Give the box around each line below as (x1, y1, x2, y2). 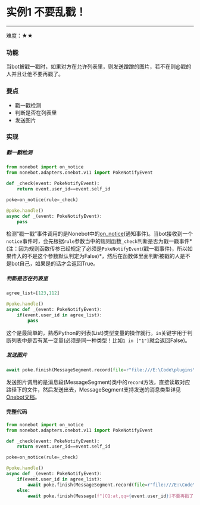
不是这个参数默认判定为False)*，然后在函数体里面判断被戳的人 (26, 252, 180, 260)
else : (17, 487, 31, 493)
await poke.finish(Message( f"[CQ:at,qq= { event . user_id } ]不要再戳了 (27, 493, 194, 499)
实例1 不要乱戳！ (6, 5, 86, 19)
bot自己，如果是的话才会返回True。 (11, 260, 99, 267)
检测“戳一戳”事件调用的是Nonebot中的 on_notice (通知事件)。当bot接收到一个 (6, 230, 193, 238)
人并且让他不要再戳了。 (6, 70, 64, 78)
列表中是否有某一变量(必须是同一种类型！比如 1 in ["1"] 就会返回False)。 (11, 337, 190, 344)
